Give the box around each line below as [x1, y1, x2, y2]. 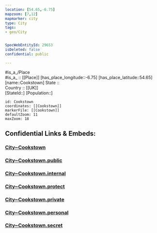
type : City [5, 20, 27, 26]
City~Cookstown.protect [5, 183, 65, 190]
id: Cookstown [5, 99, 34, 104]
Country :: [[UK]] [5, 84, 39, 90]
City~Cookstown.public [5, 157, 63, 164]
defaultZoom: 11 [5, 112, 38, 117]
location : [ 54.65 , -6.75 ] [5, 7, 55, 12]
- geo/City [5, 30, 27, 34]
